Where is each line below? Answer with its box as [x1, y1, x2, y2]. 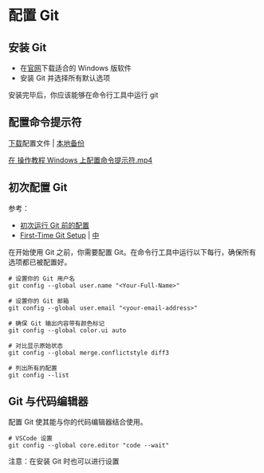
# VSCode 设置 [8, 435, 53, 443]
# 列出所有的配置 [8, 364, 57, 372]
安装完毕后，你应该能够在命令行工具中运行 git [8, 90, 159, 100]
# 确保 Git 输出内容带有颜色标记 [8, 319, 105, 327]
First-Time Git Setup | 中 [19, 230, 100, 240]
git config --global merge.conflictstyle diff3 [8, 349, 170, 357]
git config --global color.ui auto [8, 326, 127, 334]
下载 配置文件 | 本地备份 [8, 138, 85, 147]
